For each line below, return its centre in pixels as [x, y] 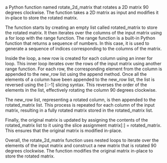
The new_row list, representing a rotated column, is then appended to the [81, 100]
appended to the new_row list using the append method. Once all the [76, 74]
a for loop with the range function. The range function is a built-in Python [80, 38]
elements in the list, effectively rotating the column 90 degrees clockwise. [81, 90]
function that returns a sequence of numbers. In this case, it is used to [77, 43]
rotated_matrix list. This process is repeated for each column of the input [80, 105]
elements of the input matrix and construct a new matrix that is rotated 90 [81, 146]
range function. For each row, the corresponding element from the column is [84, 69]
